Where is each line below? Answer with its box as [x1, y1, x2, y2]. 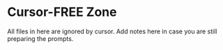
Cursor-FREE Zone [7, 4, 117, 20]
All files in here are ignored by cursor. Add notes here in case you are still [7, 27, 217, 35]
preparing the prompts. [7, 34, 74, 42]
